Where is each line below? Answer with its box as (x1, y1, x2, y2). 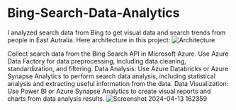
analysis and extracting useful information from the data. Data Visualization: (7, 79, 229, 87)
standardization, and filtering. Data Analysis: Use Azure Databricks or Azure (7, 64, 229, 73)
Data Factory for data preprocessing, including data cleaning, (7, 56, 186, 65)
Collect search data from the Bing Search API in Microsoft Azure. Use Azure (7, 49, 229, 58)
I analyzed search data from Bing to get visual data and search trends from (7, 28, 226, 37)
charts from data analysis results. (7, 94, 105, 103)
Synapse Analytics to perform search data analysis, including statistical (7, 72, 216, 80)
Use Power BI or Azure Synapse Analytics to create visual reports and (7, 87, 211, 95)
